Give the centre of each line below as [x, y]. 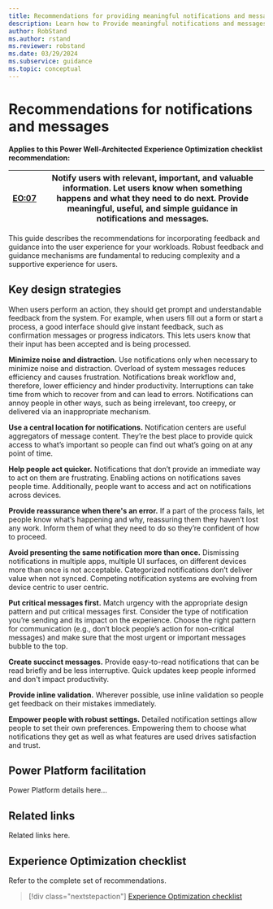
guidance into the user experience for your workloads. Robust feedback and [136, 247]
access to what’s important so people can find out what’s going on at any [131, 444]
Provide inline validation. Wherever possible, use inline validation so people [136, 695]
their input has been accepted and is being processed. [100, 343]
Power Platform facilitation [77, 770]
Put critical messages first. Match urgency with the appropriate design [128, 602]
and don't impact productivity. [59, 679]
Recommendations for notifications [131, 109]
